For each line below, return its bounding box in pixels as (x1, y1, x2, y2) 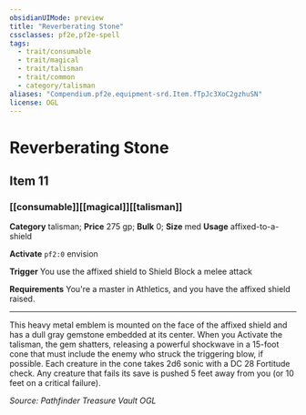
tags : (9, 38, 30, 48)
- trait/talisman (17, 65, 84, 74)
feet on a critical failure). (9, 378, 102, 389)
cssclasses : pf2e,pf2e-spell (9, 30, 120, 39)
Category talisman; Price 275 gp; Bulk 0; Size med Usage (9, 221, 229, 232)
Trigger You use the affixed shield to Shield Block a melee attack (9, 266, 253, 278)
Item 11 (9, 173, 49, 188)
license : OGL (9, 97, 59, 107)
